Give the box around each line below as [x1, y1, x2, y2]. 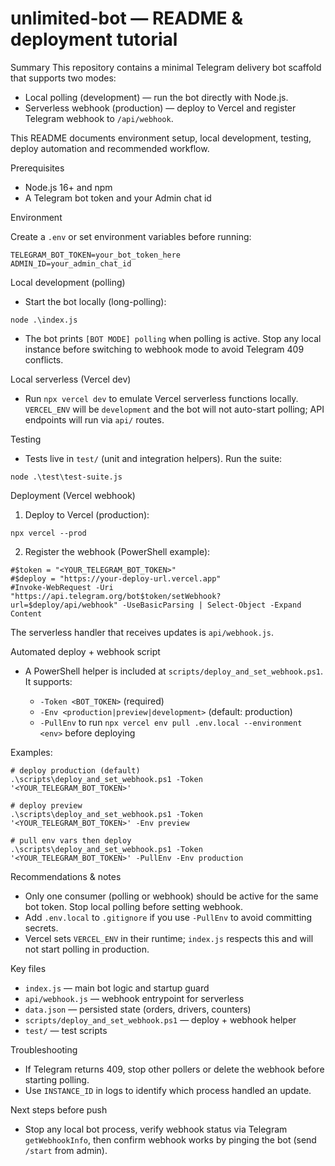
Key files [10, 962, 47, 974]
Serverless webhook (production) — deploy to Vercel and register [24, 102, 297, 114]
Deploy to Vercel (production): [24, 508, 150, 521]
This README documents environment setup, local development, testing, [10, 132, 312, 144]
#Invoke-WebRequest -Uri [10, 582, 114, 592]
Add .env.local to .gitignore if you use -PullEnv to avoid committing [24, 911, 313, 923]
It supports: [24, 675, 73, 687]
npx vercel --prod [10, 528, 87, 538]
